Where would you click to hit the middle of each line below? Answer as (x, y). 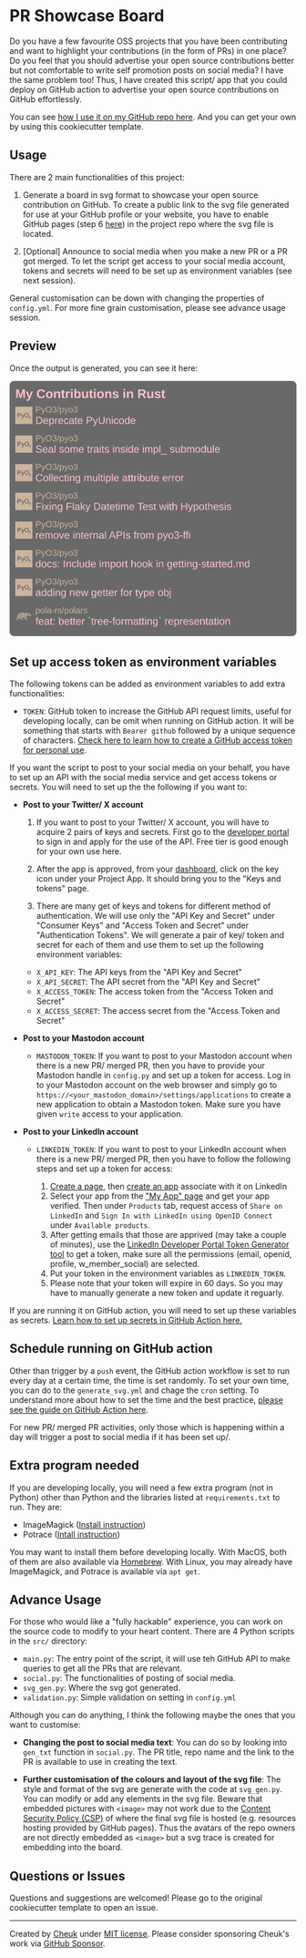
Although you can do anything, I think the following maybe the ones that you (153, 1716)
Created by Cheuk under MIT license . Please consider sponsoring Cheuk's (149, 1934)
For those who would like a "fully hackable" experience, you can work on (147, 1622)
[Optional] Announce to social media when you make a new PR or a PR (155, 251)
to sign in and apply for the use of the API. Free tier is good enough (162, 841)
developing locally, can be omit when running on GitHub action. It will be (158, 720)
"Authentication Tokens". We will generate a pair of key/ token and (160, 934)
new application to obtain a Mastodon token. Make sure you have (158, 1104)
